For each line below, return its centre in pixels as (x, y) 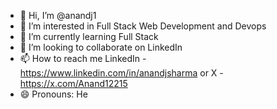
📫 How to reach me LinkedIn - (83, 58)
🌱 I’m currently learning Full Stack (89, 36)
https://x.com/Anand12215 (73, 83)
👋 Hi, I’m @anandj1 (58, 15)
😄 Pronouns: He (53, 94)
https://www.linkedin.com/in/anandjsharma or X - (121, 73)
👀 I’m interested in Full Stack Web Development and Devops (143, 26)
